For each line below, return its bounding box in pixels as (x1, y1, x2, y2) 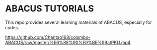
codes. (5, 24, 19, 30)
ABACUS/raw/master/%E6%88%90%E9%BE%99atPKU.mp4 (5, 39, 131, 45)
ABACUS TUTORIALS (5, 3, 94, 14)
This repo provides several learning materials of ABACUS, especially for (5, 19, 153, 25)
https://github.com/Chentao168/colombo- (5, 34, 91, 40)
